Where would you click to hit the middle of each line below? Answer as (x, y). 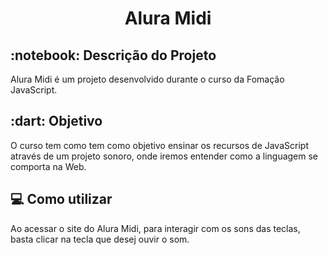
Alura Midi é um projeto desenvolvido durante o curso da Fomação (147, 79)
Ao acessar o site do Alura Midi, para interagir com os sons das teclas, (155, 228)
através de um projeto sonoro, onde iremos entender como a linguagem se (164, 156)
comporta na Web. (48, 166)
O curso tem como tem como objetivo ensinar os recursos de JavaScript (159, 145)
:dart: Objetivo (56, 121)
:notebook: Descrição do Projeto (113, 55)
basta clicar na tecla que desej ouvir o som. (100, 239)
